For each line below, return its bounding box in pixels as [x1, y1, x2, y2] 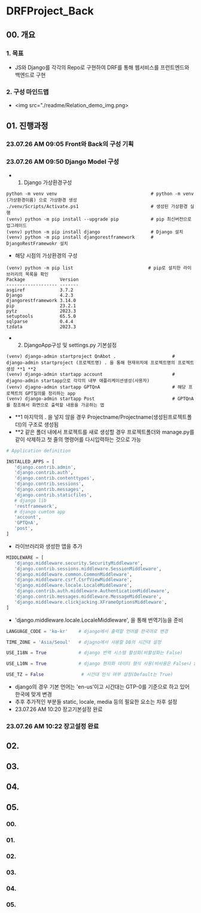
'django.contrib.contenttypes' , [14, 475, 95, 481]
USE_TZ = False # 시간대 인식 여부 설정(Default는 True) [6, 671, 173, 678]
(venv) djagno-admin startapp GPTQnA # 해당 [6, 384, 187, 390]
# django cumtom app [14, 508, 66, 515]
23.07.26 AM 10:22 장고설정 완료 [6, 722, 99, 730]
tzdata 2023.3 [6, 324, 77, 330]
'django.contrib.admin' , [14, 464, 77, 470]
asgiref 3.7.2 [6, 287, 74, 293]
